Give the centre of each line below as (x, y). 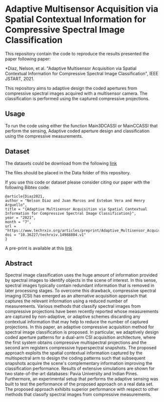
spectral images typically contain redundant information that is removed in (80, 286)
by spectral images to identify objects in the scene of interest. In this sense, (81, 280)
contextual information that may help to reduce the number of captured (77, 322)
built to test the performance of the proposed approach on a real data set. (79, 384)
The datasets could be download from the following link (61, 163)
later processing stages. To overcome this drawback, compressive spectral (81, 291)
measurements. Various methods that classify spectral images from (73, 306)
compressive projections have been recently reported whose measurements (82, 312)
